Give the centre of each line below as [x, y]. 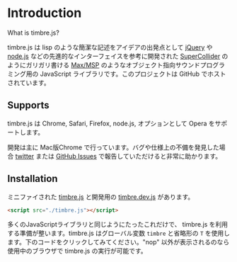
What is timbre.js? [34, 33]
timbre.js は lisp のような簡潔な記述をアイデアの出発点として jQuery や [110, 47]
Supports [28, 105]
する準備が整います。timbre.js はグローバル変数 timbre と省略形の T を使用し [119, 233]
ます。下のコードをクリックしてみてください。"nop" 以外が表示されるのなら [118, 242]
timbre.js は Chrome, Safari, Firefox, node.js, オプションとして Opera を [111, 123]
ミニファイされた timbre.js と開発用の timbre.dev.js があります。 [101, 197]
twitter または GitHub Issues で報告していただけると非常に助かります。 [118, 156]
